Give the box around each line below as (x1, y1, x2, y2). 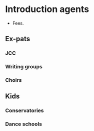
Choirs (5, 77, 22, 84)
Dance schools (5, 120, 42, 127)
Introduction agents (5, 4, 89, 15)
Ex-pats (5, 35, 30, 43)
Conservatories (5, 107, 44, 114)
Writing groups (5, 63, 42, 70)
